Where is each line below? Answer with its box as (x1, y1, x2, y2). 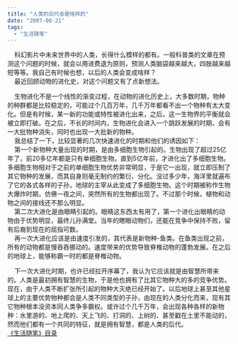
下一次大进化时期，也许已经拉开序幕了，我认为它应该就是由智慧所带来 (13, 267, 220, 275)
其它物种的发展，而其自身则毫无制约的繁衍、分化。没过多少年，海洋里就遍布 (7, 172, 231, 181)
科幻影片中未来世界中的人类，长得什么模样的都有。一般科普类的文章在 (13, 50, 220, 59)
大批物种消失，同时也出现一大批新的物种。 (13, 128, 138, 136)
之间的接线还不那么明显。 (13, 199, 89, 207)
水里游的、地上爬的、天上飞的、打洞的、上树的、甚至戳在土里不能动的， (19, 311, 231, 320)
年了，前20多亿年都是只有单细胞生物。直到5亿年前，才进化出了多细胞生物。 (7, 154, 230, 163)
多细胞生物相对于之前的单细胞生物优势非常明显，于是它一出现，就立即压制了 (7, 163, 231, 172)
